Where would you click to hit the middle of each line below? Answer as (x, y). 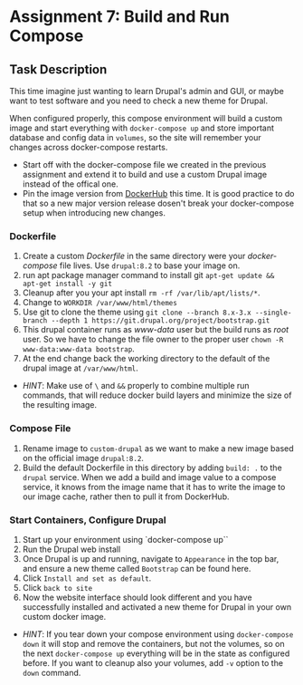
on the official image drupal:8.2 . (83, 458)
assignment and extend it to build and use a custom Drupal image (145, 174)
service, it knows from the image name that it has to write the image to (154, 487)
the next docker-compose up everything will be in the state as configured (156, 653)
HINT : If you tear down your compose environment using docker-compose (158, 634)
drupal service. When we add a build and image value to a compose (149, 477)
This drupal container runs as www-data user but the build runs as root (156, 330)
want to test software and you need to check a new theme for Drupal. (139, 101)
